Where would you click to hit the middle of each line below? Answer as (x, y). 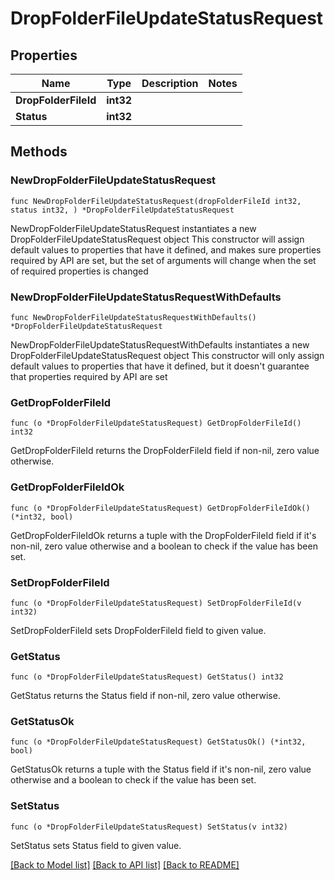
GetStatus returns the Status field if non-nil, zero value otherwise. (145, 696)
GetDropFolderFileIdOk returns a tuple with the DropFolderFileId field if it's (163, 535)
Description (170, 83)
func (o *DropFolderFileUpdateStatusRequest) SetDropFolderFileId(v (156, 603)
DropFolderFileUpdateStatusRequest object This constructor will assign (157, 239)
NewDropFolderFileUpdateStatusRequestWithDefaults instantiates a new (160, 344)
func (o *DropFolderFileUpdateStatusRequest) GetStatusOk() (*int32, (158, 742)
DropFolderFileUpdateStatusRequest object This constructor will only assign (167, 355)
